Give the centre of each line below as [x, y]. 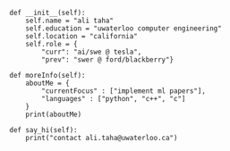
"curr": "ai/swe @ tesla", [92, 52]
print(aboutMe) [54, 114]
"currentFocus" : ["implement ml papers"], [124, 91]
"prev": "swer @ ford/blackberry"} [108, 60]
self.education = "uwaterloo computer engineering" [124, 29]
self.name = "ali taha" [70, 21]
